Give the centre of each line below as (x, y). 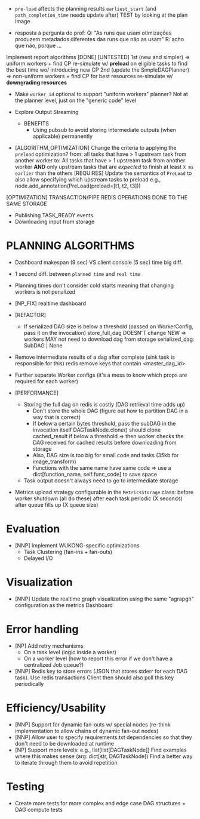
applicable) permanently (63, 136)
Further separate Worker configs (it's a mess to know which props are (101, 375)
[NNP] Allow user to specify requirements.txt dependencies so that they (103, 737)
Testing (25, 786)
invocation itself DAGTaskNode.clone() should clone (97, 430)
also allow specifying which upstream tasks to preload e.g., (88, 179)
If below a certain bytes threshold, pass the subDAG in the (104, 423)
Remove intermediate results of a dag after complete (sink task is (95, 357)
